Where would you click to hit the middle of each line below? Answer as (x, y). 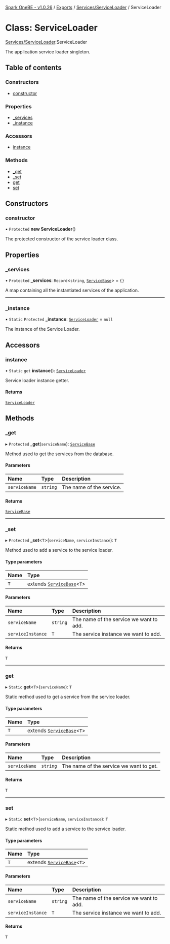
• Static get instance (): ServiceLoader (46, 370)
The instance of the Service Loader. (42, 329)
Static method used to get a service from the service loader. (68, 697)
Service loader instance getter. (37, 380)
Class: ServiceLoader (51, 28)
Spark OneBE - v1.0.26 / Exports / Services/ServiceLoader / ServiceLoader (83, 7)
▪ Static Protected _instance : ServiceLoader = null (59, 319)
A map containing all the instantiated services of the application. (72, 290)
